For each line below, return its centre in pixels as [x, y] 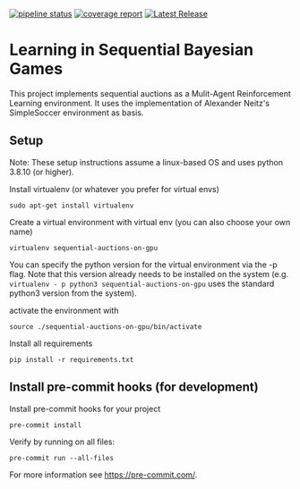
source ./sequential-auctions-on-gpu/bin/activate [106, 326]
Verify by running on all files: [62, 442]
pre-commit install [46, 425]
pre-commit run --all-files [62, 458]
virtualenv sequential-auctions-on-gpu [84, 248]
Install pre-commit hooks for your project [85, 409]
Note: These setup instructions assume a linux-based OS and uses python [146, 162]
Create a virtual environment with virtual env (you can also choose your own [150, 222]
